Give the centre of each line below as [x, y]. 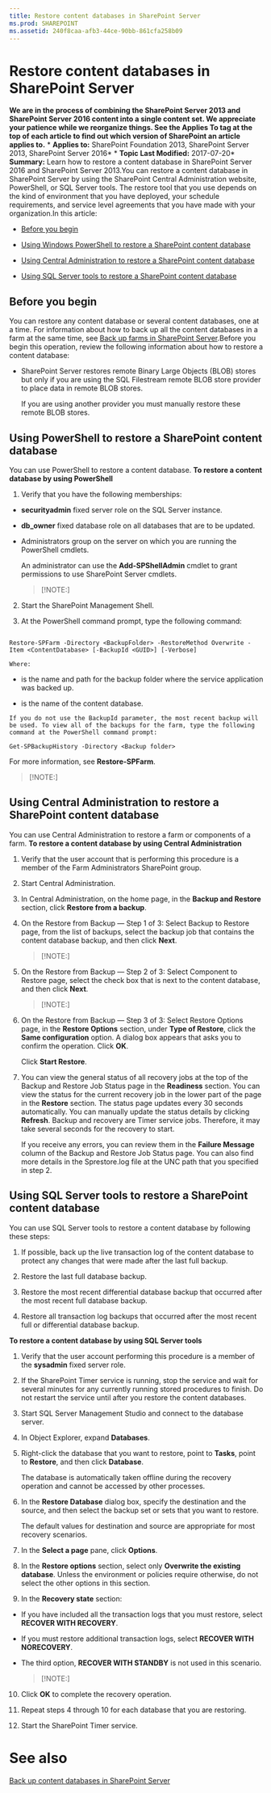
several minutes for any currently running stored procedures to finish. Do [142, 1389]
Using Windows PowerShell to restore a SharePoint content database [135, 245]
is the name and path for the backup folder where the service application [142, 679]
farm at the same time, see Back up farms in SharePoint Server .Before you [133, 338]
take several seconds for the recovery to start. [98, 1129]
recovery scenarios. [54, 1534]
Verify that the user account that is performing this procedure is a [129, 859]
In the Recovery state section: [71, 1598]
